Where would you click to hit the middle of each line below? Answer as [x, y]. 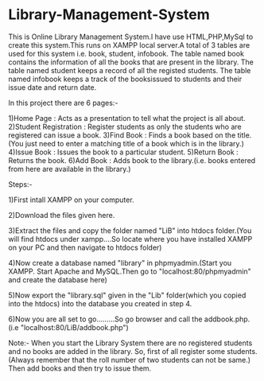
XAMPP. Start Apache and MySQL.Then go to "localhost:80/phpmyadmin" [130, 271]
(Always [21, 360]
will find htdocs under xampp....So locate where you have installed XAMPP [130, 239]
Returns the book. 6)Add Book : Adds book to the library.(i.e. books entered [132, 160]
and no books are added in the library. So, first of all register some [116, 351]
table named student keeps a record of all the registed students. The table [130, 70]
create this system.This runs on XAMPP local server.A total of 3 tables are [129, 45]
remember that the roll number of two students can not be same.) [144, 360]
